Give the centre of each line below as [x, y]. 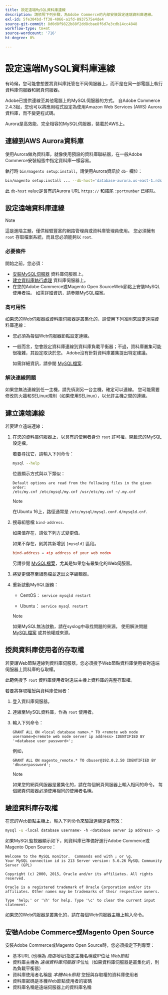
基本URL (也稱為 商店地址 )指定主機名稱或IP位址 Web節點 [70, 956]
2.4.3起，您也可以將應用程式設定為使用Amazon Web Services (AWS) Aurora [83, 106]
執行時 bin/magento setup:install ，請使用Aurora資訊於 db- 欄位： [74, 171]
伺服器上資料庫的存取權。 [31, 669]
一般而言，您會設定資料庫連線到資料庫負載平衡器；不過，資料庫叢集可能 [87, 346]
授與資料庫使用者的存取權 [44, 650]
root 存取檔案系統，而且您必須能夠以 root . [49, 237]
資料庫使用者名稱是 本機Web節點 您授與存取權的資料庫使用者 [75, 975]
